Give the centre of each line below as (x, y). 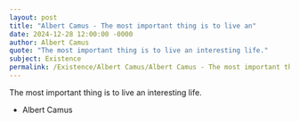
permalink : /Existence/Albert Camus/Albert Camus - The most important (145, 68)
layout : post (33, 17)
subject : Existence (45, 59)
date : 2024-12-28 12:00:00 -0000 (71, 34)
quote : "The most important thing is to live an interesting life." (139, 51)
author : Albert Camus (49, 42)
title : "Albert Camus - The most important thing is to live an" (133, 26)
